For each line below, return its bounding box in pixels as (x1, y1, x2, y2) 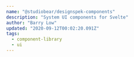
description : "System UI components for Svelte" (6, 14, 129, 20)
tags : (6, 31, 20, 37)
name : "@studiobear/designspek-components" (6, 8, 116, 15)
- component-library (11, 36, 62, 42)
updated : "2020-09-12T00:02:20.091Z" (6, 25, 100, 31)
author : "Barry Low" (6, 20, 58, 26)
